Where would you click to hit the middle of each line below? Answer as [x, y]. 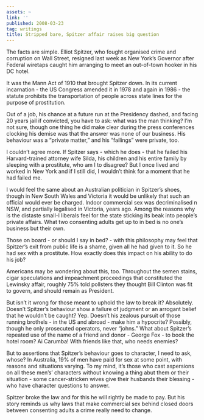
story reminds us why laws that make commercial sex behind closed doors [100, 404]
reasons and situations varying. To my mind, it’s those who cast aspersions [100, 366]
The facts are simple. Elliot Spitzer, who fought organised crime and [91, 52]
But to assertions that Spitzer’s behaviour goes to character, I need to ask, [99, 353]
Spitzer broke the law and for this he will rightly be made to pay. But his [96, 397]
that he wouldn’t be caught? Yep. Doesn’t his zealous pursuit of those [93, 316]
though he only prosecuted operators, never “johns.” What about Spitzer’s [99, 329]
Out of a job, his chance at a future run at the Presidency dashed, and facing [102, 114]
